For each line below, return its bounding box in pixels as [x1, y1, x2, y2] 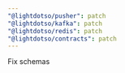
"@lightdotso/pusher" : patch [7, 11, 106, 20]
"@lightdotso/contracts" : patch [7, 34, 117, 43]
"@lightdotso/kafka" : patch [7, 19, 103, 28]
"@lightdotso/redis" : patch [7, 27, 103, 35]
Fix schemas [7, 57, 50, 67]
